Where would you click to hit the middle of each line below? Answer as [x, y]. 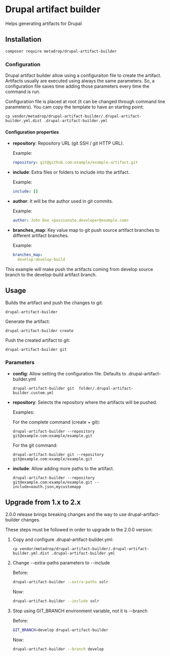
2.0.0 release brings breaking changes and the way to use [66, 514]
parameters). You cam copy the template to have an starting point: [75, 107]
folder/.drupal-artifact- [106, 388]
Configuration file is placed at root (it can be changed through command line [85, 101]
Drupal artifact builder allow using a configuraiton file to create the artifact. [83, 75]
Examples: [23, 412]
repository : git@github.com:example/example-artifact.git [75, 162]
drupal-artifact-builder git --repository [58, 454]
